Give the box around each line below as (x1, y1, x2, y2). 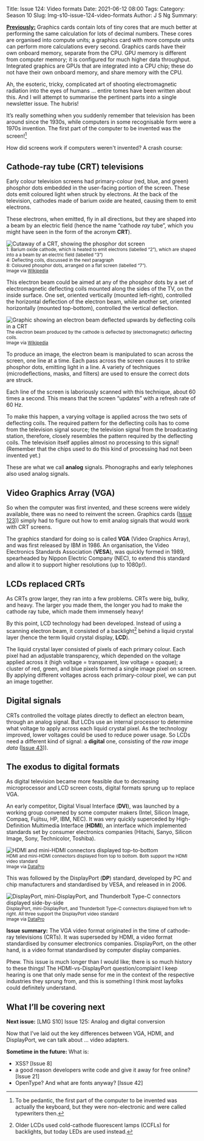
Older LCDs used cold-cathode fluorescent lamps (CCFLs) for (15, 1122, 170, 1129)
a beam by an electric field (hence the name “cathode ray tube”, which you (6, 222, 194, 229)
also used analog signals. (6, 470, 70, 478)
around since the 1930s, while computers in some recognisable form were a (6, 118, 196, 125)
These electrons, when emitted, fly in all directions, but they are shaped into (6, 216, 196, 223)
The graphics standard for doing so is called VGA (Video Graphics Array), (6, 535, 191, 543)
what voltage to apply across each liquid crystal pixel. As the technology (6, 724, 188, 732)
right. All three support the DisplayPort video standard (6, 911, 119, 917)
